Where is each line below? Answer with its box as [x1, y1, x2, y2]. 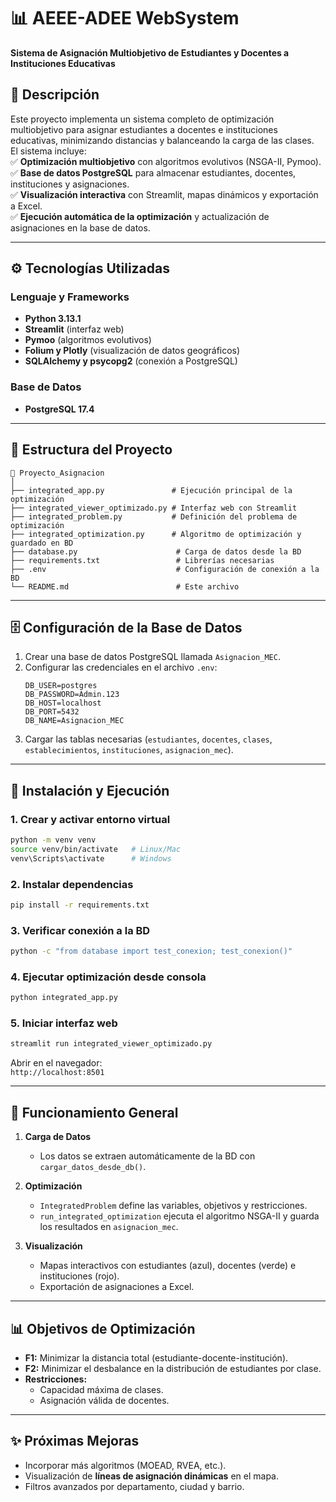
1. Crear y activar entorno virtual [10, 812, 171, 826]
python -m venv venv [10, 835, 97, 845]
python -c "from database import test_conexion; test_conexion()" [10, 946, 293, 957]
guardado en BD [10, 538, 74, 548]
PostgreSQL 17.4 [24, 403, 95, 415]
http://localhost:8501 [10, 1068, 105, 1078]
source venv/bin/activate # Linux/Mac [10, 844, 182, 854]
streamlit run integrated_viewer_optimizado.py [10, 1039, 213, 1049]
